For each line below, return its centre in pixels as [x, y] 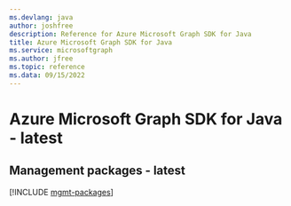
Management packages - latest [98, 171]
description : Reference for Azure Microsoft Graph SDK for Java [130, 34]
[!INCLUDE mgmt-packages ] [61, 192]
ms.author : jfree [41, 59]
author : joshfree [41, 26]
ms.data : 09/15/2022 [47, 75]
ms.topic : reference [47, 67]
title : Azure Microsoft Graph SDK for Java [91, 42]
